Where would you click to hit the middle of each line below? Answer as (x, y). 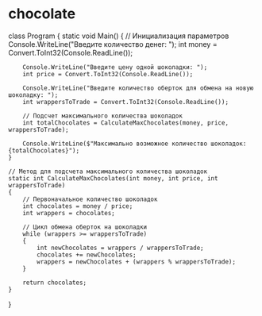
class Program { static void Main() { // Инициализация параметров (119, 36)
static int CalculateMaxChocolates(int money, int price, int (113, 178)
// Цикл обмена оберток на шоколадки (85, 227)
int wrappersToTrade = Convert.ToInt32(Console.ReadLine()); (125, 102)
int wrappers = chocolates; (69, 213)
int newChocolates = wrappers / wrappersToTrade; (120, 248)
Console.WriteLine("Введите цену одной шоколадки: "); (115, 67)
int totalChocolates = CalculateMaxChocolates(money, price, (125, 123)
